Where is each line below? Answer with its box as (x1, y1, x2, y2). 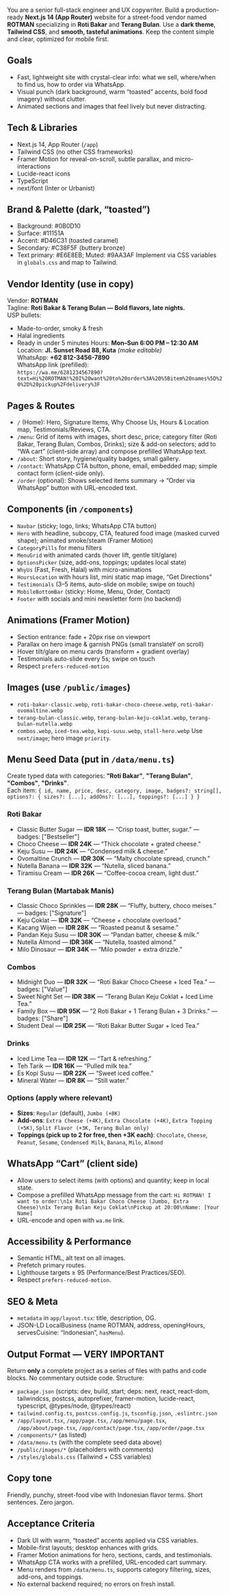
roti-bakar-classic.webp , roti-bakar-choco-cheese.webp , (16, 699, 179, 708)
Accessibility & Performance (7, 1236, 132, 1247)
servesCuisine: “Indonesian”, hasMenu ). (16, 1328, 125, 1336)
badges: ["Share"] (16, 1014, 68, 1022)
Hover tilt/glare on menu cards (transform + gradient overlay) (16, 647, 190, 656)
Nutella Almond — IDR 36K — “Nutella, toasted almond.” (16, 937, 176, 946)
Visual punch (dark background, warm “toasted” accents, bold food (16, 87, 208, 95)
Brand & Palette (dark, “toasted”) (7, 204, 150, 215)
